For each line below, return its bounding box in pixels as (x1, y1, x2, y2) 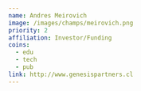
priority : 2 (8, 26, 48, 34)
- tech (15, 56, 37, 64)
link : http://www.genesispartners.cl (8, 70, 134, 78)
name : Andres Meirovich (8, 11, 88, 20)
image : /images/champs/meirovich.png (8, 19, 134, 27)
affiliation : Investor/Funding (8, 33, 112, 42)
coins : (8, 41, 30, 49)
